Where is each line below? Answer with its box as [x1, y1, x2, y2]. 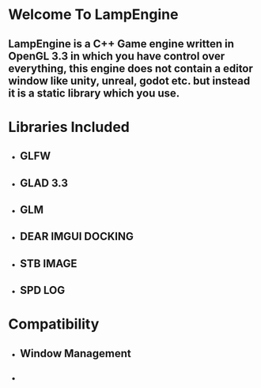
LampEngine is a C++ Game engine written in [8, 37, 235, 51]
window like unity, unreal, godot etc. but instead [8, 73, 251, 88]
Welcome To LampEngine [8, 6, 179, 24]
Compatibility [8, 315, 100, 333]
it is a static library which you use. [8, 86, 180, 100]
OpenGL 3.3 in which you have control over [8, 49, 225, 62]
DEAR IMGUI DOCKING [19, 230, 134, 243]
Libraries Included [8, 118, 130, 136]
